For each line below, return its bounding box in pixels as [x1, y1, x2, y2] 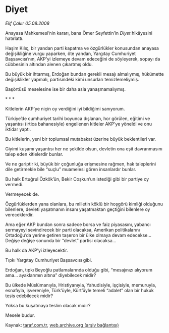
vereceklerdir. [5, 211, 34, 217]
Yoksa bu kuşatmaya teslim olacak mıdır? [5, 302, 91, 308]
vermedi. [5, 181, 24, 187]
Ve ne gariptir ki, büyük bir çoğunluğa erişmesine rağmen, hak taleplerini [5, 160, 156, 167]
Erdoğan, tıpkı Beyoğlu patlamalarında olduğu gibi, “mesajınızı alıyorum [5, 266, 153, 273]
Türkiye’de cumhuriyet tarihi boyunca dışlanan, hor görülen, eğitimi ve [5, 115, 150, 122]
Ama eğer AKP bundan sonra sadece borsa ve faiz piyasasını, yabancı [5, 221, 151, 228]
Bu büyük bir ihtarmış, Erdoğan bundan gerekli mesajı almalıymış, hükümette [5, 71, 164, 77]
